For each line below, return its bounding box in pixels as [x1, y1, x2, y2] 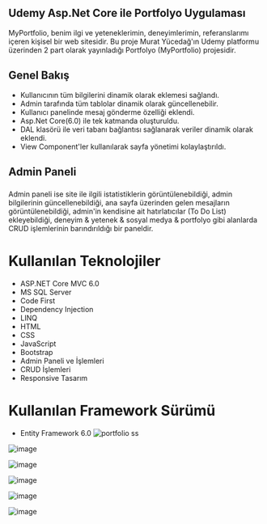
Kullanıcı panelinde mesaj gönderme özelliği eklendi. [19, 107, 195, 116]
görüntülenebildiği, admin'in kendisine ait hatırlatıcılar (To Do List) [8, 206, 227, 216]
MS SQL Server [19, 287, 72, 297]
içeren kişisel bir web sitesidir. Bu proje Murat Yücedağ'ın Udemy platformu [8, 36, 260, 46]
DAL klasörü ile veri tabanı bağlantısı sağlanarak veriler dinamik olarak [19, 125, 253, 134]
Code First [19, 295, 55, 306]
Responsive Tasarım [19, 373, 88, 382]
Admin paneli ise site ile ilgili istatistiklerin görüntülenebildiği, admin [8, 189, 233, 199]
